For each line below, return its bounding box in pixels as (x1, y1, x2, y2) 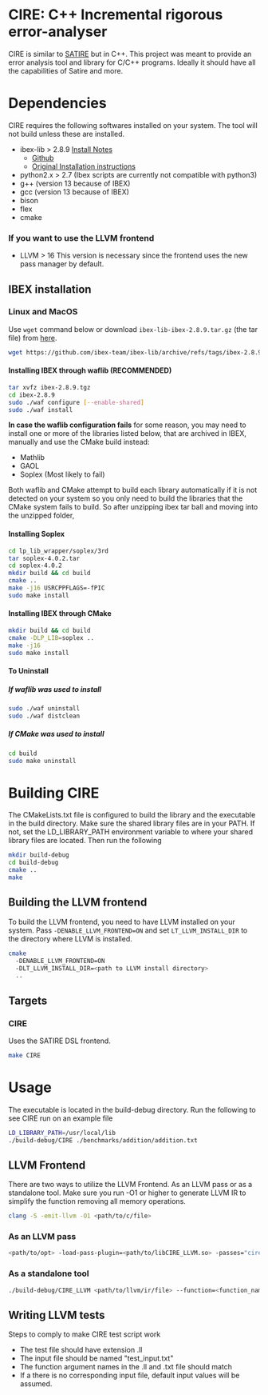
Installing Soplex (8, 530, 65, 539)
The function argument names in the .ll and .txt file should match (19, 1362, 233, 1372)
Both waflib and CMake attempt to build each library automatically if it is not (8, 486, 258, 495)
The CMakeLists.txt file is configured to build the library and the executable (8, 810, 256, 820)
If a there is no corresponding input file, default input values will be (19, 1370, 240, 1381)
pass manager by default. (19, 259, 104, 269)
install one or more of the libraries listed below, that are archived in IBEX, (8, 429, 247, 438)
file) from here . (8, 333, 57, 342)
